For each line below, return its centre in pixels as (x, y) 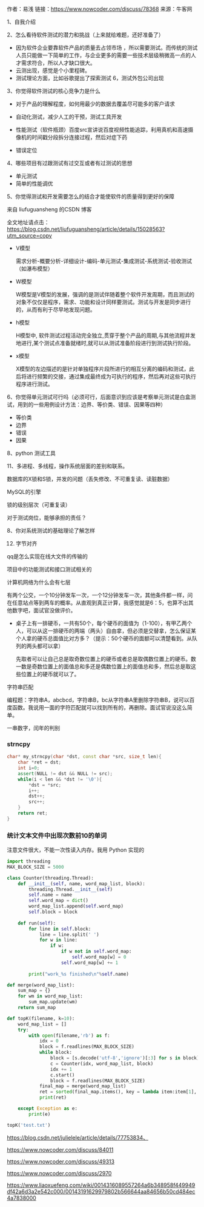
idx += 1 (61, 1069)
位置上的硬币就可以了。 (50, 674)
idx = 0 (49, 1041)
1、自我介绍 (21, 22)
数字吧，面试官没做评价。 (44, 610)
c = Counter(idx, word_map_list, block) (102, 1064)
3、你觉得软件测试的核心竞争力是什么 (54, 91)
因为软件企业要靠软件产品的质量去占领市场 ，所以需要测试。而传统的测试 (107, 48)
